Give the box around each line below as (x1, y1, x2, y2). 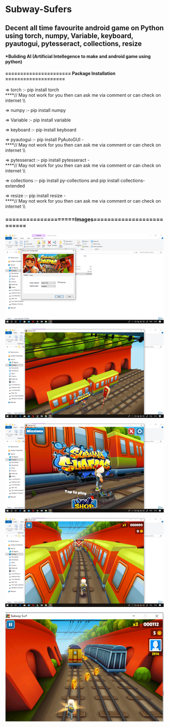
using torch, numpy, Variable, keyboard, (5, 31, 133, 40)
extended (5, 183, 25, 189)
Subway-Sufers (5, 4, 72, 15)
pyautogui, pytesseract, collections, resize (5, 39, 142, 48)
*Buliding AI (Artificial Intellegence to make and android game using (5, 53, 151, 59)
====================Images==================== (5, 216, 163, 223)
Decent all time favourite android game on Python (5, 24, 164, 32)
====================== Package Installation (5, 70, 116, 76)
